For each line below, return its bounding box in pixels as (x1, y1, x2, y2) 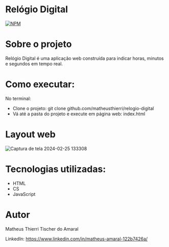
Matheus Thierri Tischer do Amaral (5, 226, 79, 232)
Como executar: (5, 79, 75, 90)
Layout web (5, 129, 56, 140)
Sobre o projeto (5, 38, 72, 50)
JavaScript (12, 191, 36, 197)
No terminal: (5, 95, 32, 102)
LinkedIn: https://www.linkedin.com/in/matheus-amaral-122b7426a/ (5, 236, 148, 242)
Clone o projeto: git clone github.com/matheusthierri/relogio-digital (12, 105, 154, 111)
